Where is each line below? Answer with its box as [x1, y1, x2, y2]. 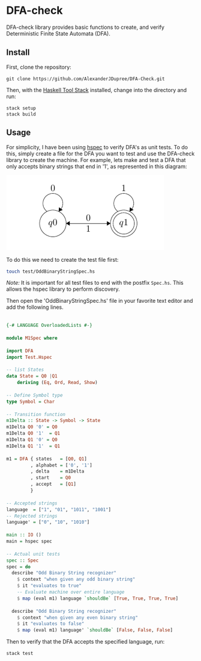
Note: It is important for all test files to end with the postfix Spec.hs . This [6, 279, 184, 287]
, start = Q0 [30, 475, 71, 481]
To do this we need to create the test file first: [6, 256, 119, 263]
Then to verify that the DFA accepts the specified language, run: [6, 638, 165, 645]
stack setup [6, 105, 36, 111]
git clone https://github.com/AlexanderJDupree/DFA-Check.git [6, 76, 165, 82]
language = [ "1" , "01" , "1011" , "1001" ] [6, 506, 112, 512]
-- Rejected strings [6, 513, 58, 519]
